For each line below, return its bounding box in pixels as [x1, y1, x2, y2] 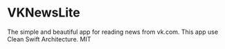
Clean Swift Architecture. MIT [7, 35, 91, 43]
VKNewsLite [7, 5, 81, 21]
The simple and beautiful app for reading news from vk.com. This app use [7, 28, 219, 36]
